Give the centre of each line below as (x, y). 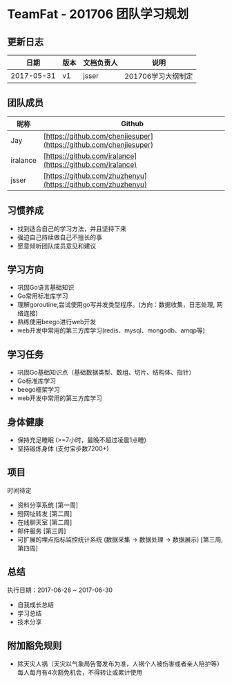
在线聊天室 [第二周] (45, 522)
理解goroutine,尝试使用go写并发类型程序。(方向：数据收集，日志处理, (116, 305)
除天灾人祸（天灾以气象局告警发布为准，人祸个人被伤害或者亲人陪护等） (120, 664)
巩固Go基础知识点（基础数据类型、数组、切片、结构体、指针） (106, 373)
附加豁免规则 (35, 646)
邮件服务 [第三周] (41, 531)
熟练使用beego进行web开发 (57, 322)
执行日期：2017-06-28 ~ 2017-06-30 (60, 590)
